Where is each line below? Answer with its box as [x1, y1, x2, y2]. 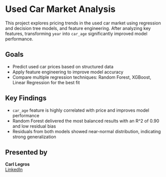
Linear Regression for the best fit [12, 79, 80, 85]
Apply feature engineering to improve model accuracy [12, 69, 124, 75]
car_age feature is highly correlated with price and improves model [12, 107, 150, 113]
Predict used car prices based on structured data [12, 63, 114, 69]
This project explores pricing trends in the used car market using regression [5, 20, 161, 26]
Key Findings [5, 94, 47, 103]
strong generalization [12, 134, 56, 140]
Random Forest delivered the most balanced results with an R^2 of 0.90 [12, 118, 160, 124]
